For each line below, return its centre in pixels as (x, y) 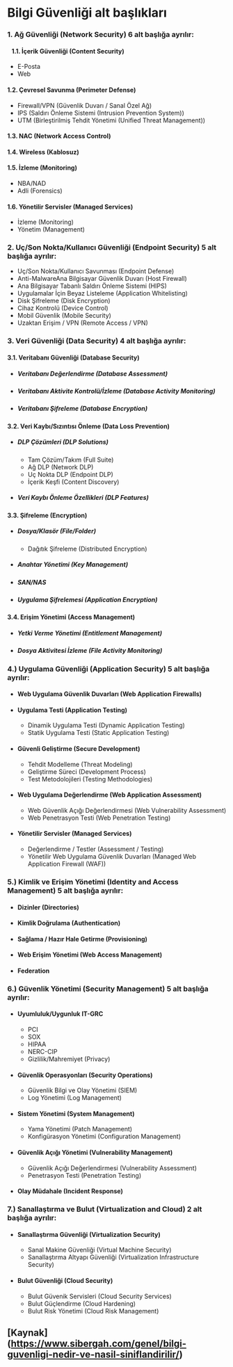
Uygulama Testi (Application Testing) (72, 710)
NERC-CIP (42, 1052)
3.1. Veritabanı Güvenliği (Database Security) (74, 357)
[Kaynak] (27, 1333)
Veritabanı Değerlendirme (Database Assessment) (93, 373)
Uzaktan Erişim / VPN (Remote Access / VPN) (82, 323)
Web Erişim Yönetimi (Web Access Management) (90, 955)
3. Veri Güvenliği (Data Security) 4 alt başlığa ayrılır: (97, 341)
